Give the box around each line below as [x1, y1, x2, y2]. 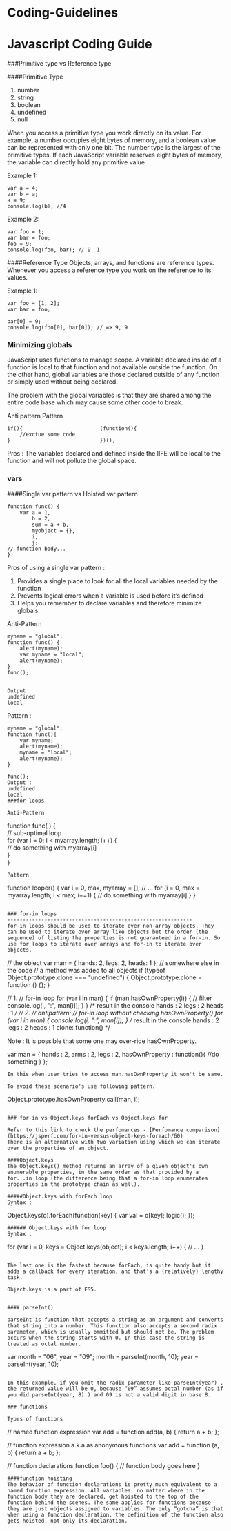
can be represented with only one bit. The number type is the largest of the [7, 144, 221, 152]
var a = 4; [7, 185, 39, 192]
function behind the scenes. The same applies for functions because [7, 1499, 212, 1506]
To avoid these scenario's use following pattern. [7, 1082, 156, 1090]
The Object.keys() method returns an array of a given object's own [7, 1162, 208, 1169]
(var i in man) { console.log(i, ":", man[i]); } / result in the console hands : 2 [7, 1016, 219, 1024]
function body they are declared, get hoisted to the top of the [7, 1493, 199, 1500]
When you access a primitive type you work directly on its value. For [7, 129, 201, 137]
